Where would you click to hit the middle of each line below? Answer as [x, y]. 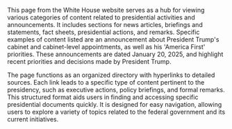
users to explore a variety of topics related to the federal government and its [116, 112]
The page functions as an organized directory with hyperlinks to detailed [111, 75]
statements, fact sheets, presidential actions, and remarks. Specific [103, 32]
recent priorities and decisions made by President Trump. [89, 61]
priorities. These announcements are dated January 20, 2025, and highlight [115, 54]
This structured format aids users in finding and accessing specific [103, 97]
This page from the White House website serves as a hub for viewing [106, 10]
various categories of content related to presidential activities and [101, 17]
